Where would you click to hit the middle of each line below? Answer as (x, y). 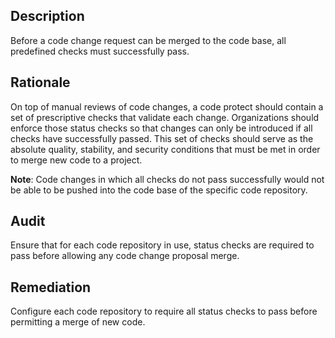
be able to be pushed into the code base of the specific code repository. (159, 190)
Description (47, 16)
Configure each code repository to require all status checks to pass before (164, 311)
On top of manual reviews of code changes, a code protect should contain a (167, 106)
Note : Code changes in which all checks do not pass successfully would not (167, 179)
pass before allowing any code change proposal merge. (125, 256)
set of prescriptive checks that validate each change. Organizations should (165, 117)
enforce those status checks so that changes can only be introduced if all (161, 128)
